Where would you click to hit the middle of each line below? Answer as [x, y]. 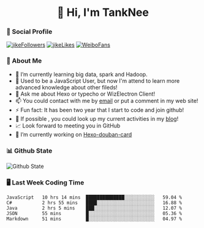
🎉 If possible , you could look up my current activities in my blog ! [97, 118]
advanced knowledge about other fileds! [66, 87]
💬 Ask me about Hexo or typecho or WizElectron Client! [85, 94]
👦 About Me [24, 61]
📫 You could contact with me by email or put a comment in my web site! [107, 101]
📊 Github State [29, 151]
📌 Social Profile [29, 32]
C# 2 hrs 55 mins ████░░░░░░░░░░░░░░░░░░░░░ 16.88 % [94, 203]
